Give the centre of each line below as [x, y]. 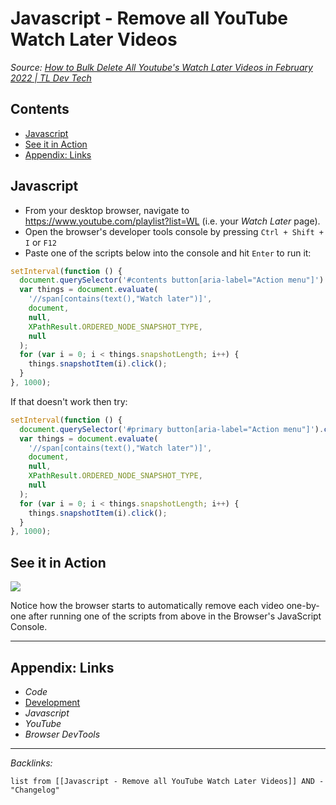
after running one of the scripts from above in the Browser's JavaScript [175, 616]
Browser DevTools [62, 734]
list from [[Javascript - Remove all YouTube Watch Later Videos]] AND [162, 781]
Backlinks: [31, 763]
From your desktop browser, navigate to [107, 210]
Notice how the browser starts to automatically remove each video [147, 606]
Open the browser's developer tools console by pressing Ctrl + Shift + [174, 231]
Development [52, 702]
